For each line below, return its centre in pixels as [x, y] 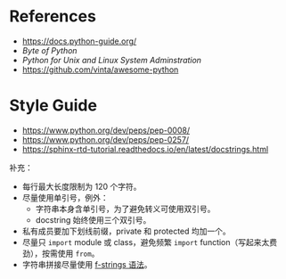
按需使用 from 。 [70, 253]
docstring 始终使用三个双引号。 [93, 219]
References [53, 16]
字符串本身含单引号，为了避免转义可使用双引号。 [125, 209]
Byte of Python [49, 50]
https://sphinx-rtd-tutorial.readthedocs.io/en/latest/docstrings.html [145, 149]
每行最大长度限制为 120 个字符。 [82, 186]
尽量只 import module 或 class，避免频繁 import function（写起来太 [146, 242]
